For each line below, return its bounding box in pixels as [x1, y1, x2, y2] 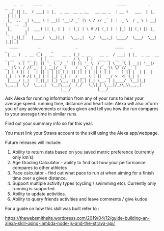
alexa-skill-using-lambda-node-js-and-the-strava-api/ [5, 220, 115, 226]
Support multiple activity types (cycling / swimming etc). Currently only [12, 180, 156, 186]
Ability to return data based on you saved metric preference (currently [12, 149, 155, 155]
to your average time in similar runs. [5, 111, 78, 116]
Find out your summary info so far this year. [5, 120, 93, 126]
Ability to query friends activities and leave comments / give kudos [12, 196, 147, 202]
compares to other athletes [12, 165, 67, 171]
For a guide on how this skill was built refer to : [5, 205, 100, 211]
